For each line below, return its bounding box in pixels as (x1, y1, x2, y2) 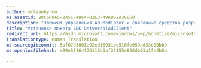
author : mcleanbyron (6, 8, 58, 15)
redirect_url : (6, 31, 42, 37)
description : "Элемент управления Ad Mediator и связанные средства (6, 20, 181, 26)
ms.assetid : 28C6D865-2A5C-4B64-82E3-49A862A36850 (6, 14, 135, 20)
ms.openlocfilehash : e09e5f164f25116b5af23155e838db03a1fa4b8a (6, 48, 167, 54)
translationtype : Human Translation (6, 36, 98, 42)
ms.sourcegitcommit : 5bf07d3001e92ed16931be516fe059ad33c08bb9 (6, 42, 167, 48)
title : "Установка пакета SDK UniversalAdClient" (6, 25, 133, 32)
